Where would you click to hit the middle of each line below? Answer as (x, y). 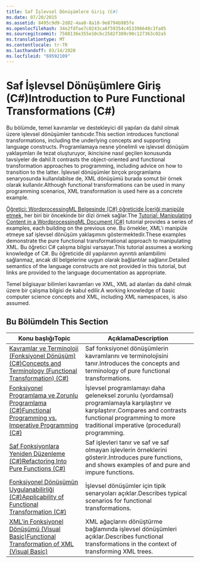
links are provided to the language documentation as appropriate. (86, 272)
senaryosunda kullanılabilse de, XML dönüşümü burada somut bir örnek (94, 178)
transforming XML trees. (119, 552)
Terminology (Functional (43, 371)
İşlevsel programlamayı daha (125, 388)
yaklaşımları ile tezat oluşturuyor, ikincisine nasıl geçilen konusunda (89, 153)
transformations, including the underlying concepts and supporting (88, 140)
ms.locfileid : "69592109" (38, 56)
